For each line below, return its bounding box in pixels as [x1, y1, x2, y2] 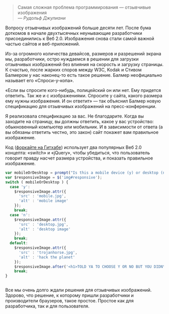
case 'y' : [10, 184, 30, 189]
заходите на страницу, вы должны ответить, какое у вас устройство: [5, 119, 154, 124]
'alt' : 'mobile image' [18, 198, 69, 203]
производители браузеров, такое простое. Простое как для [5, 298, 134, 304]
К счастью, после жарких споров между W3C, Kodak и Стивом [5, 67, 142, 73]
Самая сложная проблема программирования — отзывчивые [17, 5, 151, 10]
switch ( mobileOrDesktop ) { [5, 179, 69, 185]
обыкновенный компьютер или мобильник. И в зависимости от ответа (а [5, 124, 163, 130]
